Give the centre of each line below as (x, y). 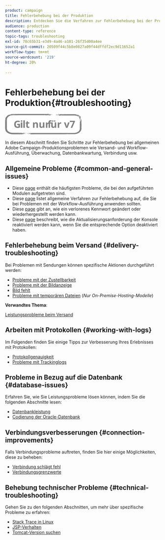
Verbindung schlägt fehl (36, 467)
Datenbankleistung (31, 412)
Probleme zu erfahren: (28, 512)
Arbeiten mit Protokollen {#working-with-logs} (79, 330)
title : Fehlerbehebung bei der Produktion (49, 16)
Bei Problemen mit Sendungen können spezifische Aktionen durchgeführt (80, 265)
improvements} (29, 440)
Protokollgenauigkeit (33, 357)
